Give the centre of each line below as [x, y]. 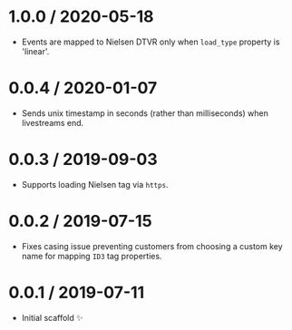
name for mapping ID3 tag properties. [92, 256]
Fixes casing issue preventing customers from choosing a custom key [152, 246]
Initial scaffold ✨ [52, 317]
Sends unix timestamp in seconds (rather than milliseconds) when [145, 113]
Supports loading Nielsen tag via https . [95, 184]
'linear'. [35, 51]
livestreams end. [53, 122]
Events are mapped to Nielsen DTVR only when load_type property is [151, 42]
